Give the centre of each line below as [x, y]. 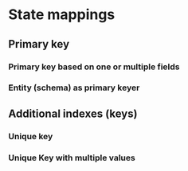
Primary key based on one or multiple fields [94, 67]
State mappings [62, 15]
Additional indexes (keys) [73, 113]
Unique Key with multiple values [72, 157]
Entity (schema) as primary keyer [74, 87]
